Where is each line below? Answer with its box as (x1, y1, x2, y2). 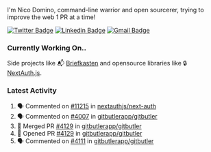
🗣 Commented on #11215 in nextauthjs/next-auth (16, 102, 156, 110)
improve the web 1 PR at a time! (7, 13, 96, 21)
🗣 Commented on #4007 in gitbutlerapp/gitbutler (16, 112, 158, 120)
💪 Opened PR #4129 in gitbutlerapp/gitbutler (16, 129, 142, 137)
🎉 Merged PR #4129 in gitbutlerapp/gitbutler (16, 122, 142, 130)
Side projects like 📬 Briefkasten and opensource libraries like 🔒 (7, 59, 187, 67)
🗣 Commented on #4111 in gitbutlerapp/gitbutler (16, 136, 154, 145)
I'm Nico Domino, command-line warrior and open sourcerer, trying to (7, 6, 204, 14)
